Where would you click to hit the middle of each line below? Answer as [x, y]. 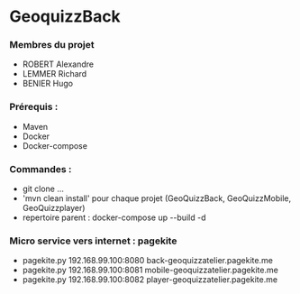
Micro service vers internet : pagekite [93, 241]
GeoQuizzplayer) [54, 208]
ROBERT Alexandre [58, 64]
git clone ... [43, 189]
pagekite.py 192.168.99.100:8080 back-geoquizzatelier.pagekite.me [147, 261]
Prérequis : [34, 107]
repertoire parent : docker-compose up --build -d [114, 217]
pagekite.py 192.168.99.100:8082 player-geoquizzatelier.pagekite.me [150, 280]
